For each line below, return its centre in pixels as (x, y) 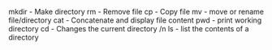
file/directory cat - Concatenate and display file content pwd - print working (135, 20)
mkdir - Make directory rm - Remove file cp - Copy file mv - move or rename (136, 12)
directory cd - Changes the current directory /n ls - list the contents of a (129, 29)
